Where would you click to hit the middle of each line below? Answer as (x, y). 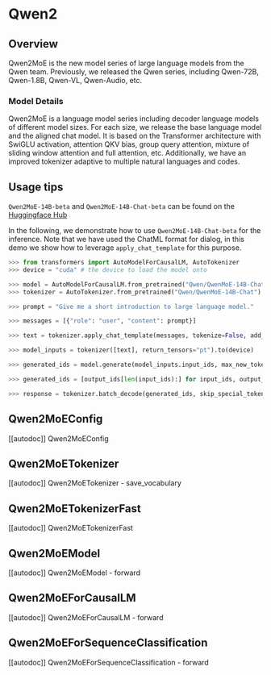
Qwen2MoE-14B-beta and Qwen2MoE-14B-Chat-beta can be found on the (122, 206)
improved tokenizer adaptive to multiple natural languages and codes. (124, 161)
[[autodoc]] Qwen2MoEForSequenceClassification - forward (109, 662)
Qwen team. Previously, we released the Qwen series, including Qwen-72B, (134, 72)
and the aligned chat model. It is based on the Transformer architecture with (135, 136)
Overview (33, 44)
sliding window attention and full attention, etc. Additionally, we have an (127, 153)
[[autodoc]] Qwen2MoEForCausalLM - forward (86, 617)
